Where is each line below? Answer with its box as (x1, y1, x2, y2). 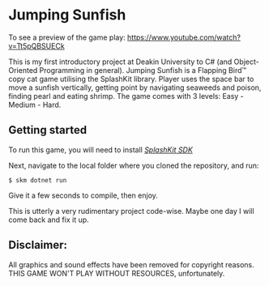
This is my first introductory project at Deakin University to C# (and (8, 57, 233, 66)
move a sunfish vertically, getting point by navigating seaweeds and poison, (8, 83, 262, 92)
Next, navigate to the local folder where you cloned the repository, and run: (8, 160, 259, 170)
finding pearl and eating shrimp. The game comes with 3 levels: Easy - (8, 91, 245, 100)
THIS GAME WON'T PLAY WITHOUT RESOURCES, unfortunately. (8, 268, 225, 278)
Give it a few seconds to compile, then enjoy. (8, 190, 158, 200)
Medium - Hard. (8, 100, 62, 109)
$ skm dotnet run (8, 176, 67, 184)
